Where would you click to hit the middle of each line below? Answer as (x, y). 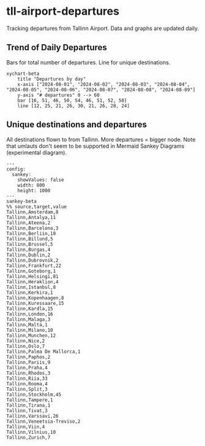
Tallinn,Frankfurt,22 (34, 266)
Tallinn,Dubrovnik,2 (33, 260)
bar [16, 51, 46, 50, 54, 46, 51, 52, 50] (72, 100)
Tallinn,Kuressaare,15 (35, 303)
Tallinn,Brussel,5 (30, 244)
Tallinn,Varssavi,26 (33, 416)
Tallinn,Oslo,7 (26, 346)
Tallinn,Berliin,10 (31, 233)
